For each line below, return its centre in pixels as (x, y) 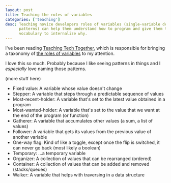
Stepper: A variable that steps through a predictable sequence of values (88, 94)
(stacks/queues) (30, 169)
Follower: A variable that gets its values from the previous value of (82, 132)
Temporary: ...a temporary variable (49, 153)
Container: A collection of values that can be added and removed (81, 164)
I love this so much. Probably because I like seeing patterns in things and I (83, 63)
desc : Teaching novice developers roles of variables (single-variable (83, 24)
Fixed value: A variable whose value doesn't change (67, 88)
